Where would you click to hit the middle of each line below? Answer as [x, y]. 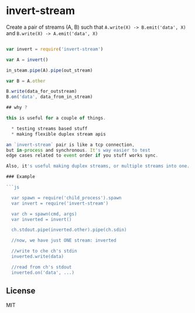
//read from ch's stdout [42, 267]
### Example [20, 177]
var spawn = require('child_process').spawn [66, 198]
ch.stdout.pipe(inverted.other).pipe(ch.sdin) [69, 230]
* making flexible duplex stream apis [59, 134]
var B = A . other [26, 81]
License [21, 291]
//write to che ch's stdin [44, 251]
